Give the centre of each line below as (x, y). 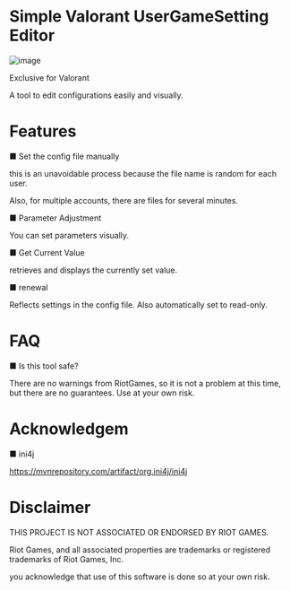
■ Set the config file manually (64, 156)
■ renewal (29, 287)
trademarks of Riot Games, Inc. (67, 559)
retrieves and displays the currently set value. (93, 270)
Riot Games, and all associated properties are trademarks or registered (140, 550)
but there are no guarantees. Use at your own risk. (102, 393)
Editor (32, 35)
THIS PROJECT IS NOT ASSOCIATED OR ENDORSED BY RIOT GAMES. (139, 532)
